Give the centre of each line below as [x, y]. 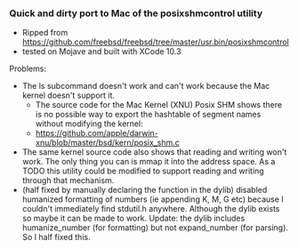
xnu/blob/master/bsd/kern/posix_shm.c [107, 143]
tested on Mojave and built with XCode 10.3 [101, 52]
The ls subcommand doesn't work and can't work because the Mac [146, 86]
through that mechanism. [68, 181]
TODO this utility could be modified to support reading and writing [143, 171]
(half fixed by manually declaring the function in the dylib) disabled [145, 190]
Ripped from [45, 33]
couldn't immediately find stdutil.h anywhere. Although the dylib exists [151, 209]
